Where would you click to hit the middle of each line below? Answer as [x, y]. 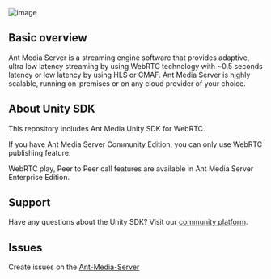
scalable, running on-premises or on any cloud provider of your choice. [127, 83]
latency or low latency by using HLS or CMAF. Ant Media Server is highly [129, 75]
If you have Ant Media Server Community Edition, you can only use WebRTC [135, 144]
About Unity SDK [52, 109]
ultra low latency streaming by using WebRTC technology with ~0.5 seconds [135, 66]
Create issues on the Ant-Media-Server [74, 267]
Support [30, 203]
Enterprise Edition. [39, 177]
